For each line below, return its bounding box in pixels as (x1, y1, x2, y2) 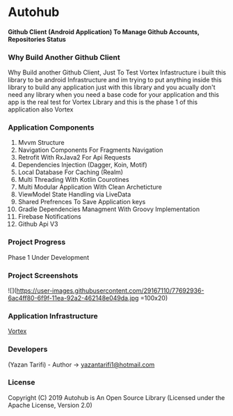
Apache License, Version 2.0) (8, 401, 93, 409)
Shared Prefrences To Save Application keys (17, 198, 146, 206)
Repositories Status (8, 35, 67, 43)
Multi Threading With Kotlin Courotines (17, 176, 129, 184)
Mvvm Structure (17, 139, 65, 147)
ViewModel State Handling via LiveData (17, 190, 131, 199)
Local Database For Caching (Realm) (17, 168, 124, 176)
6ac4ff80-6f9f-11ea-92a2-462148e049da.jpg (8, 293, 139, 302)
